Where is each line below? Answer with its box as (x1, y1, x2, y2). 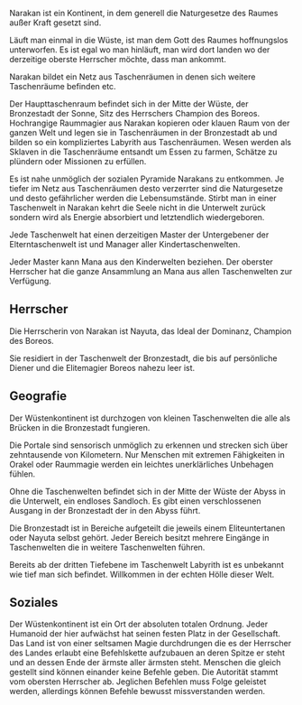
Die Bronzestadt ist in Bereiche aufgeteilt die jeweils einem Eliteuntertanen (9, 523, 286, 533)
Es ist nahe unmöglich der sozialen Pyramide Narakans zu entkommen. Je (9, 173, 285, 184)
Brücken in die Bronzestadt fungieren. (9, 422, 151, 432)
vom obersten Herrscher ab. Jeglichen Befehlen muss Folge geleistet (9, 676, 267, 687)
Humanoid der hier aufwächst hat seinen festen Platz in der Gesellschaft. (9, 628, 281, 639)
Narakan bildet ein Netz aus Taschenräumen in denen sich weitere (9, 71, 256, 82)
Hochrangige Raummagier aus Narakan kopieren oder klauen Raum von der (9, 117, 290, 128)
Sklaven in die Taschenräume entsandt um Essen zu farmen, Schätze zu (9, 146, 278, 157)
